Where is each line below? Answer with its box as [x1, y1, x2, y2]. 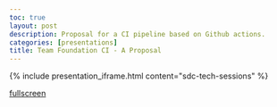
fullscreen [9, 88, 46, 99]
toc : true [9, 12, 46, 22]
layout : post [9, 21, 58, 30]
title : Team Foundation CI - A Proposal [9, 46, 163, 55]
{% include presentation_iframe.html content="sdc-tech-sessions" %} [9, 70, 269, 81]
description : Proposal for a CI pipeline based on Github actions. [9, 29, 266, 38]
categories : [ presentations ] [9, 37, 118, 47]
